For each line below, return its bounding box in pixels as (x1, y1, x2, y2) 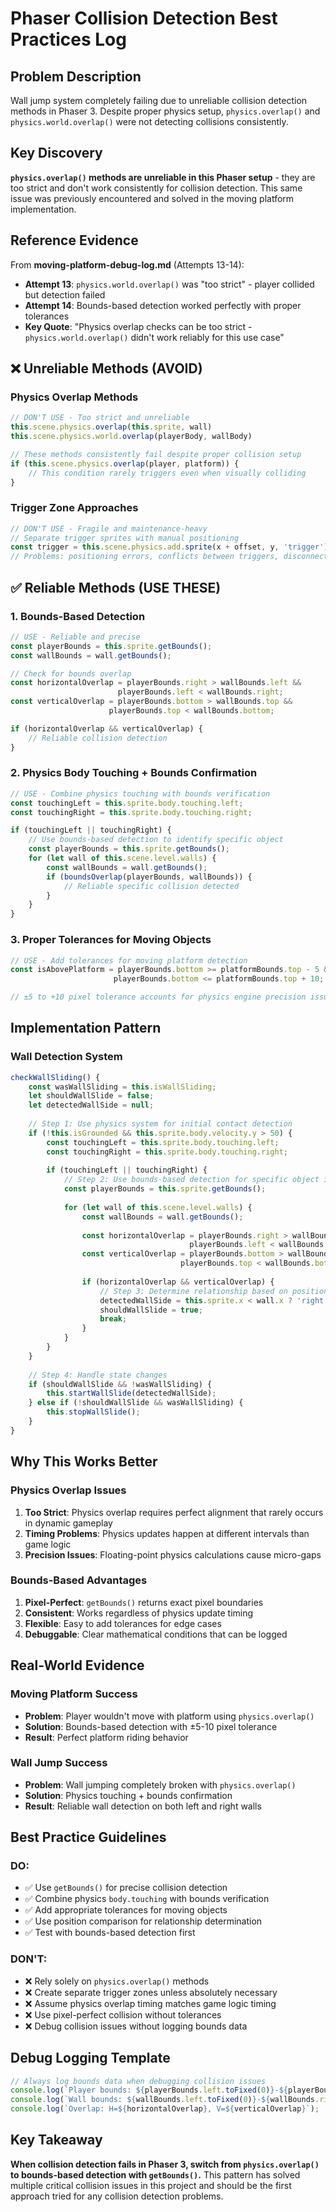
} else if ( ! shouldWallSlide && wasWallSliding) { (28, 1398, 244, 1408)
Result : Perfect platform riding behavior (24, 1731, 189, 1743)
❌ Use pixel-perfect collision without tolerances (24, 2008, 222, 2021)
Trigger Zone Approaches (10, 501, 139, 515)
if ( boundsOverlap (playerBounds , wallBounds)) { (46, 872, 253, 882)
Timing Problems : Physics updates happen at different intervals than (24, 1527, 310, 1539)
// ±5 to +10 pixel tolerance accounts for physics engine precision (10, 992, 307, 1002)
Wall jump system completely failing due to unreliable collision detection (10, 95, 308, 106)
